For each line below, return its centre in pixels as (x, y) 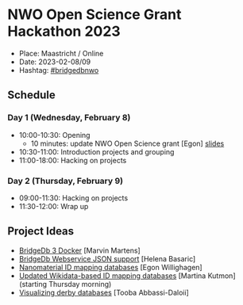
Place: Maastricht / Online (61, 53)
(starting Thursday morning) (65, 284)
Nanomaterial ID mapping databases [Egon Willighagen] (111, 267)
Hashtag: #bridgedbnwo (59, 70)
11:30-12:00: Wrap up (54, 206)
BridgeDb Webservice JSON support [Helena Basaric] (107, 258)
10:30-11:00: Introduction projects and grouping (96, 151)
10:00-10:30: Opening (54, 135)
